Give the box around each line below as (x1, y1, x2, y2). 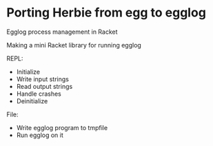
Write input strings (16, 74, 70, 83)
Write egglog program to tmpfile (16, 123, 108, 132)
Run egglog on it (16, 131, 63, 139)
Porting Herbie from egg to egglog (6, 5, 206, 21)
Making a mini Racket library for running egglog (6, 41, 142, 49)
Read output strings (16, 82, 73, 90)
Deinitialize (16, 96, 48, 105)
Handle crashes (16, 90, 61, 98)
